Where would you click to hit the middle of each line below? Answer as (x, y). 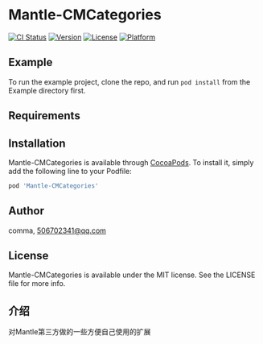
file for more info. (37, 284)
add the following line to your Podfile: (70, 171)
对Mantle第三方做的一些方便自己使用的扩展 (80, 332)
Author (26, 211)
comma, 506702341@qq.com (58, 230)
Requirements (44, 116)
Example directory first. (47, 90)
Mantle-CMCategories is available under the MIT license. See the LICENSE (132, 275)
